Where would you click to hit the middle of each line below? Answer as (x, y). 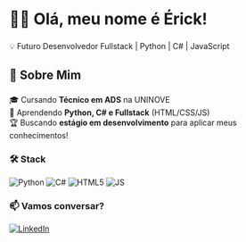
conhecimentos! (39, 136)
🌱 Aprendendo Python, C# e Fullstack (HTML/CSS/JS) (110, 113)
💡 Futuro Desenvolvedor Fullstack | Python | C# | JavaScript (119, 46)
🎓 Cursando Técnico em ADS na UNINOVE (90, 100)
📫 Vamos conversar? (57, 205)
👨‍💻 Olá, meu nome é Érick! (108, 19)
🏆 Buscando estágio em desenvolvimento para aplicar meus (123, 123)
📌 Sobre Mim (45, 75)
